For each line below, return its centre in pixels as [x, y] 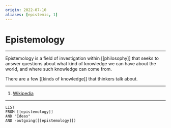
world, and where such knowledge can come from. [59, 69]
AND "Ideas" [18, 116]
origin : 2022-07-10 [26, 10]
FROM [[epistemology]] [29, 112]
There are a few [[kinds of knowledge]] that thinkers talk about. [72, 79]
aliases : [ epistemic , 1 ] [32, 15]
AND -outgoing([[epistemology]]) [41, 121]
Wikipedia [23, 94]
